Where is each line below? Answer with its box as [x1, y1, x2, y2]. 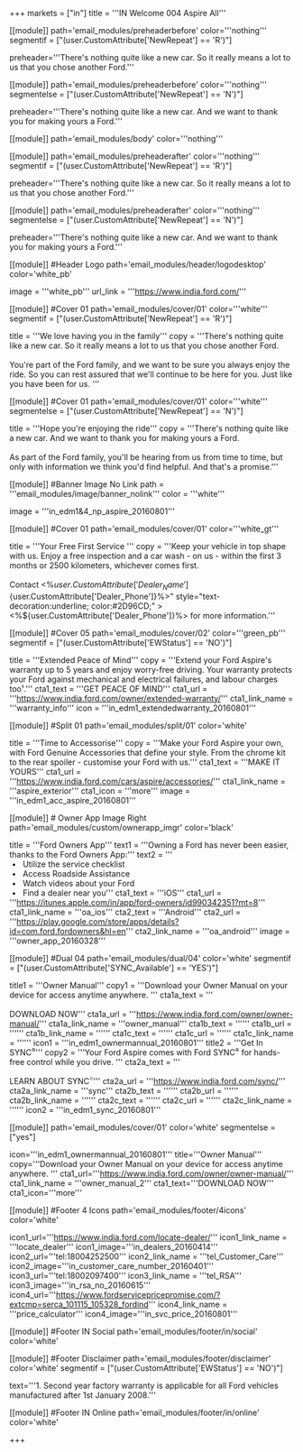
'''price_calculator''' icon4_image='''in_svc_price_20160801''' [9, 1308, 238, 1319]
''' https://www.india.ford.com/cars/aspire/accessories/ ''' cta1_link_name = [9, 776, 286, 786]
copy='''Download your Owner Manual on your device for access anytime [9, 1158, 284, 1169]
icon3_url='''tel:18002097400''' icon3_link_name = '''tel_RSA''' [9, 1270, 242, 1281]
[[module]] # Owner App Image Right [9, 812, 147, 823]
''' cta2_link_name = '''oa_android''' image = [125, 925, 290, 936]
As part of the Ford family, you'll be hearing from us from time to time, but [9, 452, 283, 463]
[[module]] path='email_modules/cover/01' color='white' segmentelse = [9, 1122, 276, 1133]
